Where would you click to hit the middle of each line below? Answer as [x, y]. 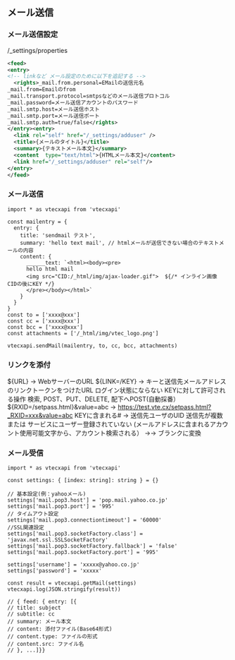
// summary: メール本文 [39, 622]
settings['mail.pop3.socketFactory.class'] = [75, 534]
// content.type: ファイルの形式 [52, 637]
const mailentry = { [38, 222]
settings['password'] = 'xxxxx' [55, 571]
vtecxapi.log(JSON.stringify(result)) [64, 589]
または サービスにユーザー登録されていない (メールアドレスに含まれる [109, 424]
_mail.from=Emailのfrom [42, 90]
